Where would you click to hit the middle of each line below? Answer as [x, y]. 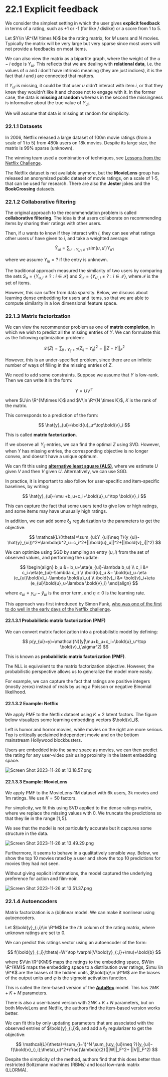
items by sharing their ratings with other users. [53, 223]
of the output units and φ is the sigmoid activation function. [66, 978]
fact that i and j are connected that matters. [50, 76]
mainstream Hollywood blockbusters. [44, 740]
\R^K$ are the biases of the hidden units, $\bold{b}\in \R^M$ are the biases [83, 972]
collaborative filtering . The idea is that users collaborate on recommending [83, 218]
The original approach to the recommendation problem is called [71, 212]
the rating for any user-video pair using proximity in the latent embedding [81, 755]
